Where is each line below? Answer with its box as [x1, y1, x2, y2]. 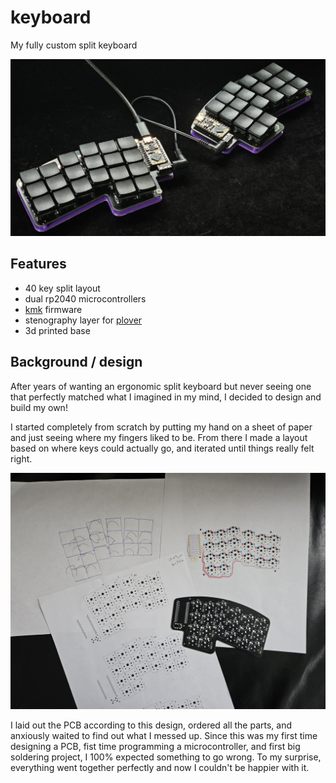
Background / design [10, 354, 143, 371]
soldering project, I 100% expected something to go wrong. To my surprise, [10, 751, 322, 763]
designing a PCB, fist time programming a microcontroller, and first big [10, 740, 301, 752]
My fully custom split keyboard [10, 39, 138, 51]
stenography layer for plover [24, 314, 143, 326]
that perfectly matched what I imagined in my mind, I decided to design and [10, 391, 322, 403]
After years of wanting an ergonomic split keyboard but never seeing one [10, 380, 312, 392]
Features [10, 256, 67, 273]
